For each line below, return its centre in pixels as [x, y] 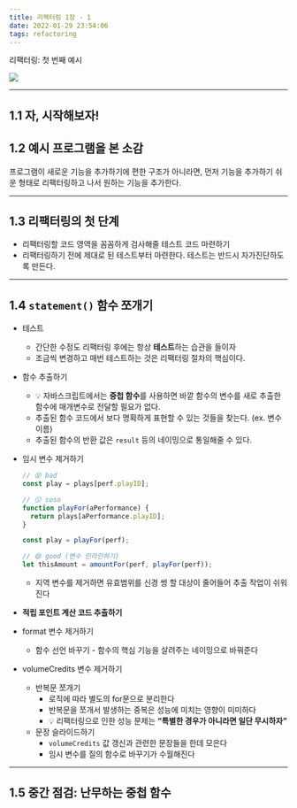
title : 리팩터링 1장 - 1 [50, 17]
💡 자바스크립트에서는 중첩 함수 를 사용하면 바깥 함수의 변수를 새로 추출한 [158, 396]
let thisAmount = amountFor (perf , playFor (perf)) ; [117, 565]
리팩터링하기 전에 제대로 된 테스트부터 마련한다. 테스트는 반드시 [131, 255]
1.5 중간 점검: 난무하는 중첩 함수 [90, 793]
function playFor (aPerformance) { [85, 508]
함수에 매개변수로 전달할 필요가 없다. [98, 407]
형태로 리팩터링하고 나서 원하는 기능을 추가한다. [100, 182]
